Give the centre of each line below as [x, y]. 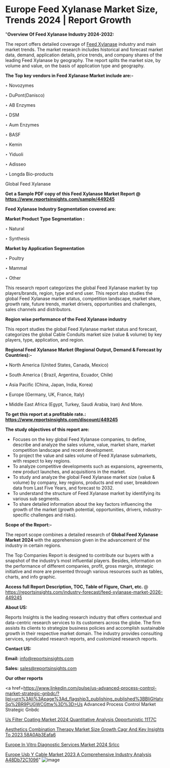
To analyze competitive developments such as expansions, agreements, [88, 466]
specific [21, 515]
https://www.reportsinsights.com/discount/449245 [62, 419]
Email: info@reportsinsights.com [40, 658]
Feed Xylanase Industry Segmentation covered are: [61, 209]
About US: [16, 607]
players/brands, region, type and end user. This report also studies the [79, 293]
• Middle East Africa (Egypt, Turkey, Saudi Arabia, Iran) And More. [74, 404]
